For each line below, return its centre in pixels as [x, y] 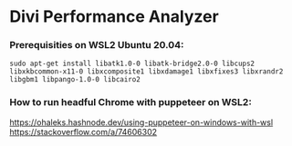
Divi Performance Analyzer [114, 17]
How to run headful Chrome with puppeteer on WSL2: [131, 102]
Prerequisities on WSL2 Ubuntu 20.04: [97, 45]
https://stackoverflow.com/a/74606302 [83, 131]
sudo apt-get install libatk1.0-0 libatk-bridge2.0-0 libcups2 [132, 64]
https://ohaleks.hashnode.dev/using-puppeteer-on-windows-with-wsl [141, 122]
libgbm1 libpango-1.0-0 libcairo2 [75, 80]
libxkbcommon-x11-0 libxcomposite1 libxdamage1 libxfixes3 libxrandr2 [146, 72]
